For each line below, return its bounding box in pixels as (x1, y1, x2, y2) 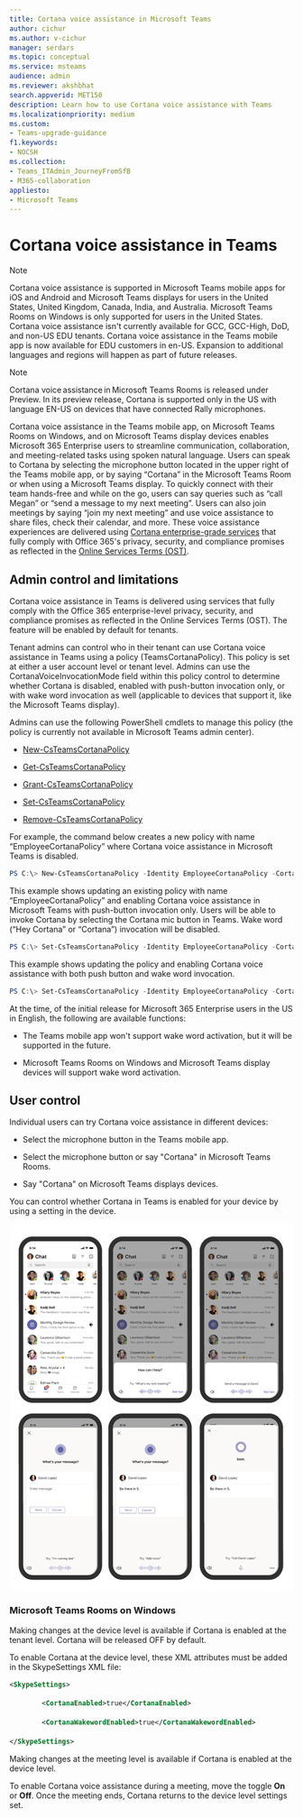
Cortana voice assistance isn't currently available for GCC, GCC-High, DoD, (9, 321, 290, 332)
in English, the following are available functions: (9, 1013, 187, 1024)
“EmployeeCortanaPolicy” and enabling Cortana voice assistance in (9, 895, 261, 905)
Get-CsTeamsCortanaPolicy (22, 762, 126, 772)
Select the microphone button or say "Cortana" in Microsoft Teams (22, 1152, 271, 1162)
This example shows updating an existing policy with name (9, 885, 228, 896)
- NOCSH (9, 148, 39, 157)
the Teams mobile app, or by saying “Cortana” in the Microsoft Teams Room (9, 469, 291, 480)
